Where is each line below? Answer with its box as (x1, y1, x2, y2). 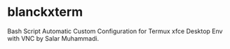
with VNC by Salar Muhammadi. (7, 34, 100, 42)
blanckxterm (7, 4, 83, 20)
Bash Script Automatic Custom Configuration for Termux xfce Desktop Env (7, 27, 223, 35)
